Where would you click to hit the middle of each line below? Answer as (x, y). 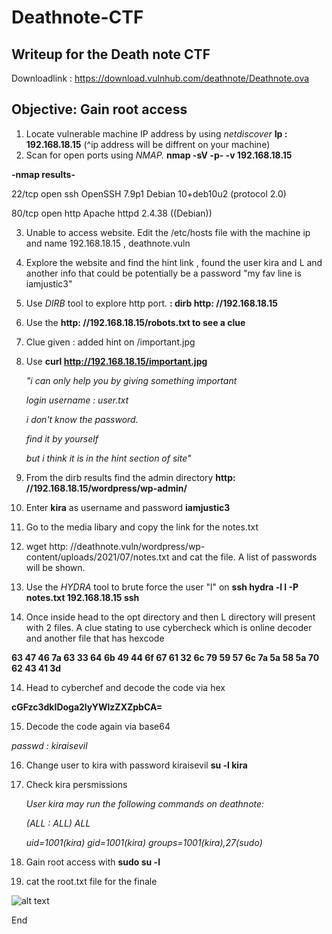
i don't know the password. (82, 419)
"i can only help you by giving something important (131, 380)
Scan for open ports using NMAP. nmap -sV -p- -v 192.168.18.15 (159, 155)
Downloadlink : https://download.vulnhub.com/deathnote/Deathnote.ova (160, 78)
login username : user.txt (77, 400)
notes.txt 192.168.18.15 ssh (82, 597)
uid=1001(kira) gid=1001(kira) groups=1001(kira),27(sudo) (144, 842)
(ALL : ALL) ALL (58, 823)
